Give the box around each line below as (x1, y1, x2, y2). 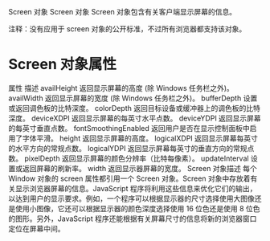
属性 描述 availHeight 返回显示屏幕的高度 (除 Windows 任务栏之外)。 (8, 83, 235, 92)
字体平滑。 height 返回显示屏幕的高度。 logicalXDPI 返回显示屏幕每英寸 (22, 133, 259, 143)
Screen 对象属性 (8, 55, 117, 74)
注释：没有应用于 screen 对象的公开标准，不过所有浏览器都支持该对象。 (8, 24, 247, 34)
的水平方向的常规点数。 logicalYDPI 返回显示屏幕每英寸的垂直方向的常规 (8, 143, 247, 153)
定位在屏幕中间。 (8, 223, 65, 233)
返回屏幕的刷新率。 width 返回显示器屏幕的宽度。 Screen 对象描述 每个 (22, 163, 257, 173)
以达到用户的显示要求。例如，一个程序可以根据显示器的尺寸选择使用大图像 (8, 194, 255, 203)
